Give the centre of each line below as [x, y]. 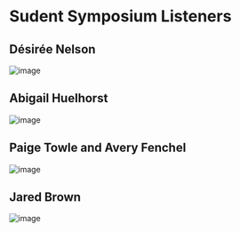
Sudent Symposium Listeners [120, 16]
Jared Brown [45, 197]
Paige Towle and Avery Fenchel [98, 148]
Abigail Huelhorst [59, 98]
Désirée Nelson [52, 49]
